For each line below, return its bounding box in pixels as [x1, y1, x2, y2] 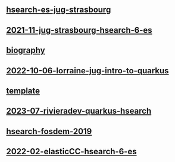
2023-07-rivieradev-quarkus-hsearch [6, 106, 152, 116]
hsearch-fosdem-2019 [6, 126, 92, 136]
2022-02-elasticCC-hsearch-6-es [6, 147, 137, 157]
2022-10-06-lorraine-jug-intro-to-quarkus [6, 66, 169, 76]
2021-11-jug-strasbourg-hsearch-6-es [6, 25, 153, 35]
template [6, 86, 40, 96]
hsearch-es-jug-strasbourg [6, 5, 111, 15]
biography [6, 45, 46, 55]
